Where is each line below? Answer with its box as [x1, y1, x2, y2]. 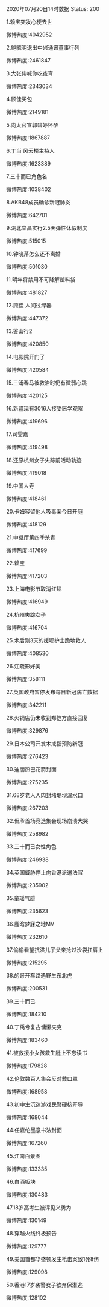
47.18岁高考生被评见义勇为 [6, 1204, 72, 1211]
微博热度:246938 [6, 856, 49, 863]
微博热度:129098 [6, 1268, 48, 1275]
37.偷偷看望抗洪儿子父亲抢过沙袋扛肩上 [6, 946, 104, 953]
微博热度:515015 [6, 237, 46, 244]
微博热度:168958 [6, 1088, 48, 1095]
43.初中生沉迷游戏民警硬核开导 [6, 1101, 83, 1108]
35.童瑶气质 [6, 895, 36, 902]
